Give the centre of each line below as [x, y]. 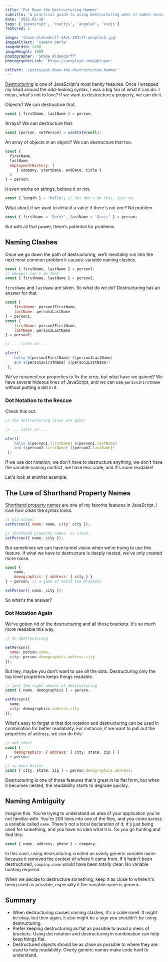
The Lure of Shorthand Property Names [68, 493]
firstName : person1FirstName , [46, 307]
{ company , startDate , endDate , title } [59, 170]
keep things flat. [29, 939]
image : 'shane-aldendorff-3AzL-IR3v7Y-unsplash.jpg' [61, 38]
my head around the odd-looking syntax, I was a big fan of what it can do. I [82, 90]
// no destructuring [27, 639]
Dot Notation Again [29, 613]
